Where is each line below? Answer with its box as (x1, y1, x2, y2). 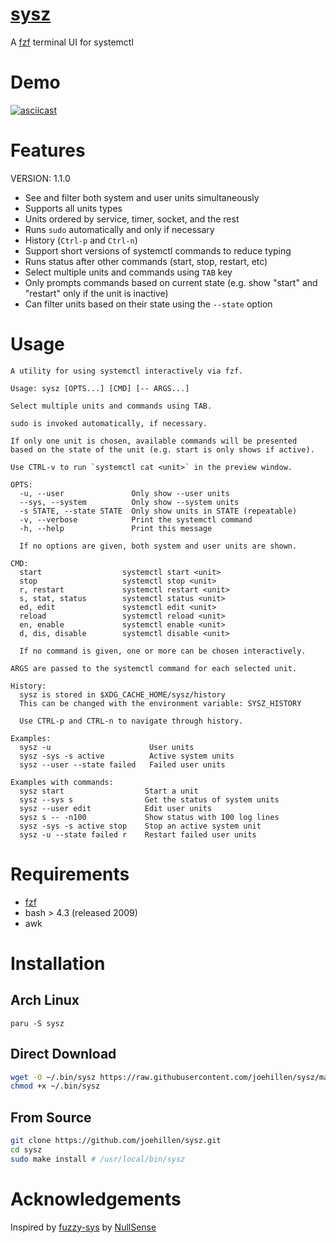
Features (10, 139, 86, 162)
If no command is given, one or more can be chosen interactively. (19, 646, 307, 656)
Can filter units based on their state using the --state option (24, 298, 273, 310)
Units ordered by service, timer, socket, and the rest (24, 213, 240, 225)
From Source (10, 1109, 92, 1126)
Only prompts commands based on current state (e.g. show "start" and (24, 276, 318, 288)
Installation (10, 952, 106, 975)
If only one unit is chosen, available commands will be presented (10, 436, 298, 446)
